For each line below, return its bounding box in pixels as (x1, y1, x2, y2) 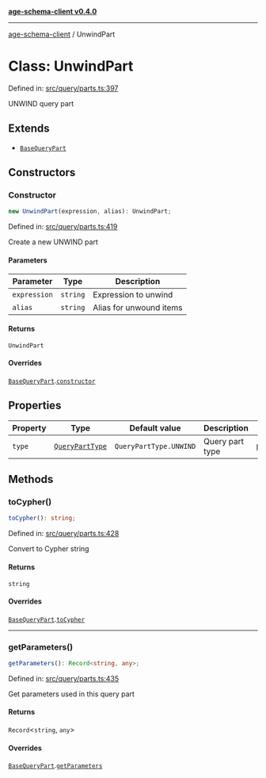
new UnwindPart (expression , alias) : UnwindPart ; (8, 208, 172, 216)
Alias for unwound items (92, 301, 183, 312)
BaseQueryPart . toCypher (8, 614, 85, 623)
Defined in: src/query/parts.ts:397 (8, 83, 119, 93)
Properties (8, 399, 62, 412)
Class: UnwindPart (8, 57, 134, 75)
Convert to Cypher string (8, 544, 89, 554)
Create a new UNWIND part (8, 237, 99, 247)
